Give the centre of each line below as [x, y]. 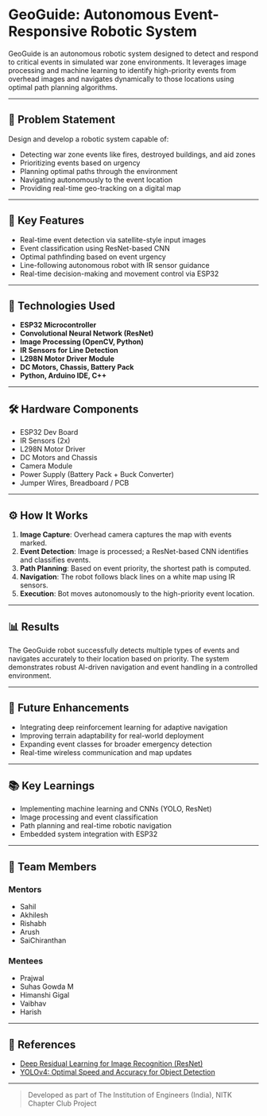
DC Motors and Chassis [58, 458]
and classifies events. [55, 560]
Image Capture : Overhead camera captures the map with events [126, 535]
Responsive [48, 31]
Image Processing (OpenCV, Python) [82, 342]
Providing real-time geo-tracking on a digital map [100, 188]
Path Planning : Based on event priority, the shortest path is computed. [135, 568]
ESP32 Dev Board [49, 432]
